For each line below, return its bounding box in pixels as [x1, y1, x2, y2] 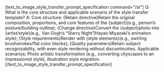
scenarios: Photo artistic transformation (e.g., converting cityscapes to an [5, 51, 154, 57]
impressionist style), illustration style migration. [5, 56, 101, 62]
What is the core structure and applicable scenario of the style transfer [5, 9, 149, 15]
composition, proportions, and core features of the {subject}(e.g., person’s [5, 20, 156, 25]
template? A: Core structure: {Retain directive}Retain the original [5, 15, 135, 20]
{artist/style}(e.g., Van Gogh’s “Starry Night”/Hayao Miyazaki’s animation [5, 30, 151, 36]
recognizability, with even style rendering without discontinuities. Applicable [5, 46, 160, 51]
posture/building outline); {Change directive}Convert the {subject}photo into [5, 25, 160, 31]
